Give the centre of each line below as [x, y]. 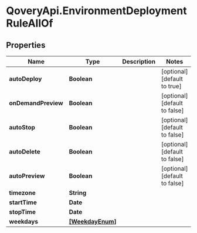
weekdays [24, 222]
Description [139, 61]
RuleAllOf [30, 23]
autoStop [22, 127]
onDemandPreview [36, 103]
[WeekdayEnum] [93, 222]
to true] [171, 86]
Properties [26, 45]
